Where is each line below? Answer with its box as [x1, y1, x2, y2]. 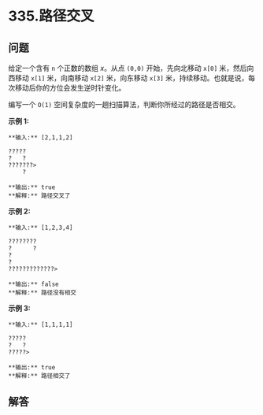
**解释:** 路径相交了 [8, 372, 71, 380]
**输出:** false [8, 280, 59, 288]
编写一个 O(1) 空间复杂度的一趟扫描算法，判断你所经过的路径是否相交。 [8, 100, 240, 109]
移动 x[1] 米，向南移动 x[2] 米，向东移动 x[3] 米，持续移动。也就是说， [14, 73, 249, 83]
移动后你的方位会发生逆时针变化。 [14, 83, 126, 92]
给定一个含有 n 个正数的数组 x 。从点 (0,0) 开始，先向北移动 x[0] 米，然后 [8, 64, 247, 72]
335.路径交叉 [8, 7, 94, 25]
